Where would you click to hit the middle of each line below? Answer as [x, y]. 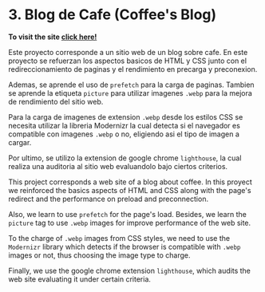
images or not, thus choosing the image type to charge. [99, 255]
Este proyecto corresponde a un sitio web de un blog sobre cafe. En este [128, 52]
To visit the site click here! [53, 37]
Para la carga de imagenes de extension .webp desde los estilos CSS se [126, 116]
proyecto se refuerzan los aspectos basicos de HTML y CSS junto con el [128, 61]
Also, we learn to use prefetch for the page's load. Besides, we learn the [128, 214]
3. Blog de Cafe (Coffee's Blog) [113, 15]
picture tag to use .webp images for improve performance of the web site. [130, 223]
